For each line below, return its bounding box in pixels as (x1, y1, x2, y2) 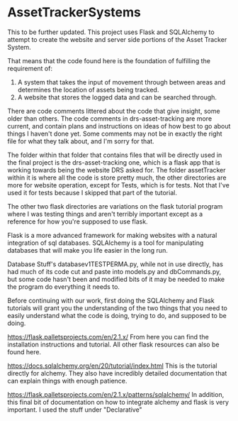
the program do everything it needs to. (7, 282, 120, 291)
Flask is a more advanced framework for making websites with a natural (7, 231, 217, 239)
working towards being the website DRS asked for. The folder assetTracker (7, 165, 226, 174)
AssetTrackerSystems (7, 4, 142, 21)
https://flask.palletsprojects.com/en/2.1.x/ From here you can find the (7, 332, 209, 341)
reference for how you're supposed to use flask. (7, 217, 148, 226)
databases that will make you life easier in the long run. (7, 246, 168, 254)
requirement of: (7, 64, 53, 72)
